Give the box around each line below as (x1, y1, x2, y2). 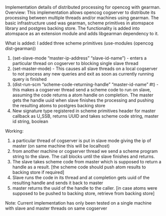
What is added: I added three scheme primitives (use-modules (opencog (5, 40, 154, 46)
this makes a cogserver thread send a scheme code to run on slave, (12, 87, 151, 92)
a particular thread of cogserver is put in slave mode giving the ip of (12, 138, 152, 144)
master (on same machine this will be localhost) (12, 143, 110, 148)
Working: (5, 128, 24, 134)
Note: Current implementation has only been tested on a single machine (5, 200, 152, 206)
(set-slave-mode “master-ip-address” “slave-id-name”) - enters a (12, 55, 147, 61)
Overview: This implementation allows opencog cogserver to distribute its (5, 9, 156, 15)
